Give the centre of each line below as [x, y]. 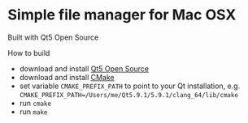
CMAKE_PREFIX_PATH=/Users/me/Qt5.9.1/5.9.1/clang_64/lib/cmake [129, 95]
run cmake [35, 103]
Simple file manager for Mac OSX [122, 15]
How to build [29, 53]
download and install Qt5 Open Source [84, 68]
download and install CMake [67, 77]
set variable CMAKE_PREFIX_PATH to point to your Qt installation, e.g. [130, 86]
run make [33, 112]
